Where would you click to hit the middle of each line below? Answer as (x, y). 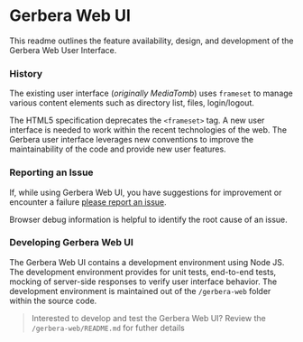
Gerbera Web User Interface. (63, 50)
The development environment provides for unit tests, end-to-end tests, (143, 272)
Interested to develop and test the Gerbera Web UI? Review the (148, 318)
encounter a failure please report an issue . (88, 202)
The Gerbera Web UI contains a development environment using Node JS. (147, 262)
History (26, 73)
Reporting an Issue (51, 172)
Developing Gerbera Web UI (71, 243)
